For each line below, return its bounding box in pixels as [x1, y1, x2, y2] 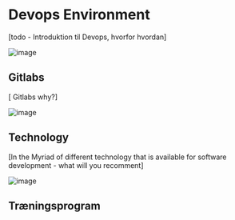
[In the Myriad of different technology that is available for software [8, 152, 227, 162]
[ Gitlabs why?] [8, 92, 58, 102]
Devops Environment [8, 6, 150, 24]
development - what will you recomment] [8, 160, 144, 170]
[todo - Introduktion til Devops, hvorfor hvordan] [8, 32, 167, 42]
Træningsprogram [8, 198, 102, 213]
